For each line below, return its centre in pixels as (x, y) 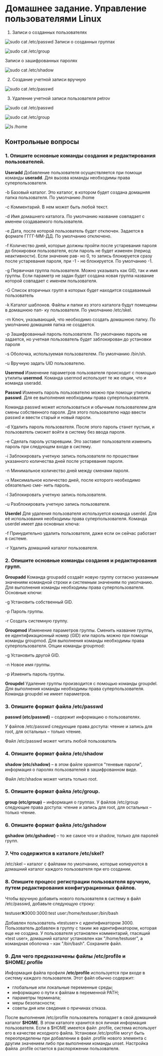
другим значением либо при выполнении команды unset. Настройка (77, 1043)
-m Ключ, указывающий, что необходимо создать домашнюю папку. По (80, 319)
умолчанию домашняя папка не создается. (50, 325)
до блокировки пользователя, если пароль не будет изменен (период (78, 251)
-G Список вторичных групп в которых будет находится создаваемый (78, 290)
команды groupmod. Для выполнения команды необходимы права (75, 640)
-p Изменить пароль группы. (35, 674)
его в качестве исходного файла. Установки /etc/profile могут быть (75, 1033)
